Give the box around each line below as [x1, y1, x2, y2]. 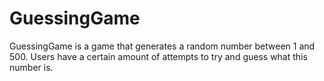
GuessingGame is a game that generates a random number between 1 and [9, 40, 316, 52]
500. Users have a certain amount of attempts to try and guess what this [9, 50, 308, 62]
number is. [9, 61, 54, 73]
